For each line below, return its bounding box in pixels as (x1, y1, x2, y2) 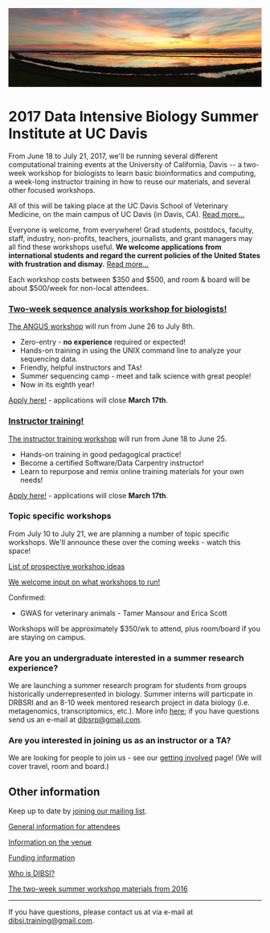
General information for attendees (8, 822, 121, 832)
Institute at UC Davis (8, 125, 148, 143)
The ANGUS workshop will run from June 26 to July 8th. (8, 321, 195, 331)
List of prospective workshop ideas (8, 561, 125, 571)
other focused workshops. (8, 185, 96, 194)
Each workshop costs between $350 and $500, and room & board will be (8, 274, 251, 284)
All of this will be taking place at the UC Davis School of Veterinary (8, 201, 229, 211)
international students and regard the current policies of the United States (8, 250, 261, 260)
